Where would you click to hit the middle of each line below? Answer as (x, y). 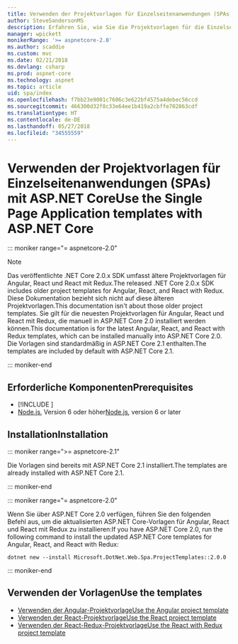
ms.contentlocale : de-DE (44, 119)
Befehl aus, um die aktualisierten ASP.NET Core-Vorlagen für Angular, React (118, 521)
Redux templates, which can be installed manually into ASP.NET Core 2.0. (115, 336)
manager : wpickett (34, 34)
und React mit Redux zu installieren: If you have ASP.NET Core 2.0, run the (115, 529)
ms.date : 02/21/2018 (38, 60)
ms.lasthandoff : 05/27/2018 (49, 126)
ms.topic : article (34, 87)
